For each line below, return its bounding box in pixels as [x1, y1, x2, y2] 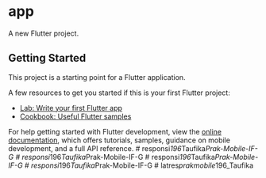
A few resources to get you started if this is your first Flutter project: [8, 88, 230, 97]
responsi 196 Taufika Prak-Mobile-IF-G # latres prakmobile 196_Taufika [30, 161, 254, 170]
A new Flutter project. [8, 28, 79, 38]
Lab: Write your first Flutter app [19, 103, 123, 112]
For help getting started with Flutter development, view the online [8, 127, 222, 136]
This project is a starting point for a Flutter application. [8, 72, 186, 81]
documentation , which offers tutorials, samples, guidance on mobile [8, 135, 230, 145]
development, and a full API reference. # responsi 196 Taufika [8, 143, 206, 153]
